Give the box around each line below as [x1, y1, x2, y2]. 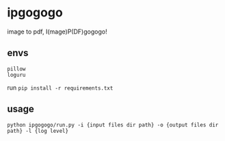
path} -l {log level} [7, 127, 69, 134]
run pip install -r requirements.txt [7, 84, 114, 92]
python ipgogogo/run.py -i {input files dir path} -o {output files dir [7, 121, 219, 128]
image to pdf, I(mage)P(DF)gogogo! [7, 27, 107, 36]
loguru [7, 71, 26, 78]
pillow [7, 65, 26, 73]
